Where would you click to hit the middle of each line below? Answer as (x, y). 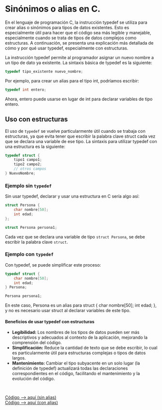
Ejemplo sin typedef (28, 186)
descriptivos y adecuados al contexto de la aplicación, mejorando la (80, 337)
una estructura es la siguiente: (35, 146)
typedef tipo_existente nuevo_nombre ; (44, 71)
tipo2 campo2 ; (28, 164)
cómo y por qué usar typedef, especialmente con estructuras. (67, 48)
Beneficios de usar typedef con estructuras (50, 321)
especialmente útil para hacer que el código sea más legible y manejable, (78, 32)
